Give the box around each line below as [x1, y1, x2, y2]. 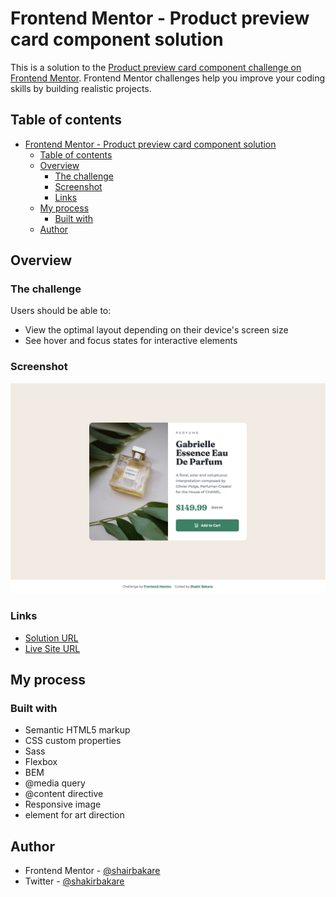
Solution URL [24, 632, 79, 644]
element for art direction [24, 809, 125, 821]
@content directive [24, 788, 104, 800]
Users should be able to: [10, 305, 112, 317]
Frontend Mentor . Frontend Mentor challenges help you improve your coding [10, 72, 326, 84]
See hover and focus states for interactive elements [24, 335, 238, 347]
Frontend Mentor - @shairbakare [24, 865, 161, 877]
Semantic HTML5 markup [24, 724, 131, 736]
